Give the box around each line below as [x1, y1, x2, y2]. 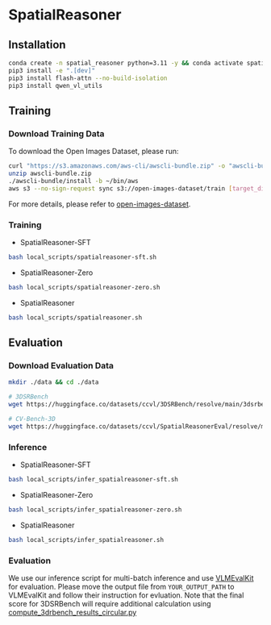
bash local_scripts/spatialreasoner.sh [8, 313, 143, 322]
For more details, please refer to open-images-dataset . [8, 199, 191, 209]
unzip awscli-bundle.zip [8, 169, 92, 178]
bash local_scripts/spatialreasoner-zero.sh [8, 283, 161, 291]
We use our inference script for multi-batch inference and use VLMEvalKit [8, 573, 254, 582]
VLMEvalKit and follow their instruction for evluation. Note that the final [8, 590, 244, 600]
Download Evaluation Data [8, 360, 115, 371]
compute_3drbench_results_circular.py [8, 607, 137, 617]
